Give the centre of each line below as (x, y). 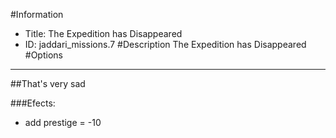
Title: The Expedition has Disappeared (103, 33)
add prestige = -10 (63, 122)
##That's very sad (48, 83)
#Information (37, 14)
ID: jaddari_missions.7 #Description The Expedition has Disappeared (165, 44)
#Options (43, 55)
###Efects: (33, 103)
